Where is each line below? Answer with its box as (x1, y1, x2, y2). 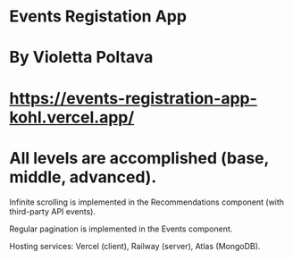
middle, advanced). (9, 167, 157, 187)
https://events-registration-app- (9, 88, 257, 108)
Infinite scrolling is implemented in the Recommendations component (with (9, 197, 284, 207)
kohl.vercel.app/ (9, 107, 135, 127)
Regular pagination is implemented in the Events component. (9, 223, 233, 234)
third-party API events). (9, 205, 96, 216)
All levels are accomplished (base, (9, 147, 270, 168)
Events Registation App (9, 6, 188, 27)
